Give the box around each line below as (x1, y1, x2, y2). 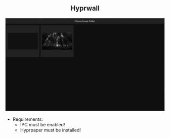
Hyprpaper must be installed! (20, 127, 81, 133)
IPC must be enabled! (20, 121, 65, 127)
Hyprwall (70, 4, 100, 13)
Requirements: (12, 116, 43, 122)
